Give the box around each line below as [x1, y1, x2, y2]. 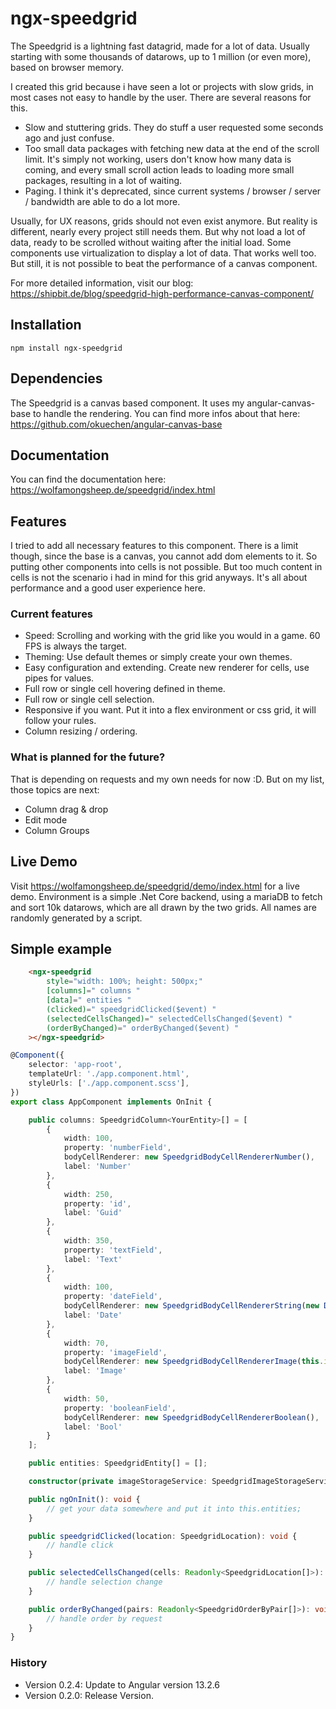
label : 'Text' [63, 1254, 123, 1264]
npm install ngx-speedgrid [10, 343, 123, 353]
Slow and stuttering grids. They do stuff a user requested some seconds [24, 121, 324, 133]
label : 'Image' [63, 1366, 128, 1376]
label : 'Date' [63, 1310, 123, 1321]
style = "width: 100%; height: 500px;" [46, 977, 203, 987]
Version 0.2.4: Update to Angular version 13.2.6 [24, 1678, 221, 1691]
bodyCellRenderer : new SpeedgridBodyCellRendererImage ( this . [63, 1357, 325, 1367]
